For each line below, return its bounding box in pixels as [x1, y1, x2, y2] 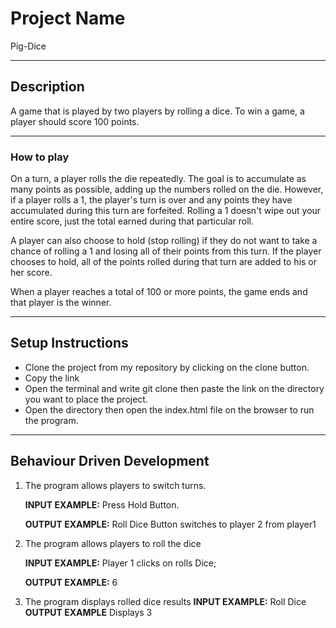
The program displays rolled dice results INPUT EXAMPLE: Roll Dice [24, 595, 307, 607]
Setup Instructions [10, 335, 129, 352]
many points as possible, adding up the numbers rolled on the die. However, [10, 183, 324, 196]
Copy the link [24, 372, 80, 384]
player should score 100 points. [10, 115, 140, 127]
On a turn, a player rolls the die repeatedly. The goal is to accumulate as [10, 173, 307, 185]
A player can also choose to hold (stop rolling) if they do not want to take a [10, 235, 318, 247]
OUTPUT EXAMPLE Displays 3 [24, 606, 153, 618]
